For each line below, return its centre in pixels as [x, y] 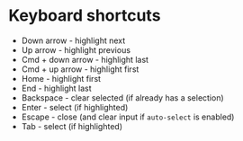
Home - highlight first [61, 78]
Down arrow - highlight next [73, 40]
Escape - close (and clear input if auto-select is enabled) [128, 117]
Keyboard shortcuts [85, 16]
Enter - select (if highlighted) [75, 107]
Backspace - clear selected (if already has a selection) [122, 97]
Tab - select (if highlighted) [72, 126]
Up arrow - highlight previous [76, 49]
